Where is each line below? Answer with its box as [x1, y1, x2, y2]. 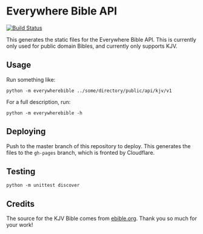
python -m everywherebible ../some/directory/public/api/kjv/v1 [6, 88, 172, 94]
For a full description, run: [6, 98, 71, 105]
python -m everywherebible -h [6, 110, 83, 116]
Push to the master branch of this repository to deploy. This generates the [6, 142, 191, 149]
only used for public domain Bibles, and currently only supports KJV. [6, 42, 178, 50]
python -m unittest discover [6, 183, 80, 189]
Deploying [6, 126, 46, 137]
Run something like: [6, 76, 56, 83]
